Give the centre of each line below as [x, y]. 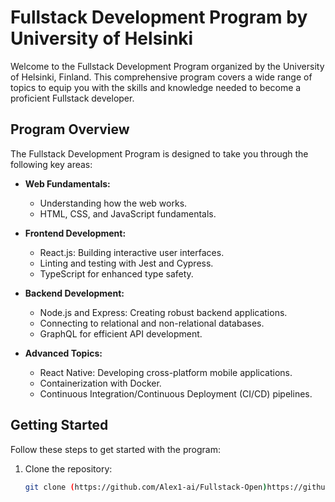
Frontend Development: [75, 233]
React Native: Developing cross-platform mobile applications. [166, 372]
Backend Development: [74, 293]
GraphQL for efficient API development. [121, 333]
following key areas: [51, 164]
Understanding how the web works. [113, 203]
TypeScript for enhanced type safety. [116, 273]
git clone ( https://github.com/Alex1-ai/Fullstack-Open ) [146, 487]
